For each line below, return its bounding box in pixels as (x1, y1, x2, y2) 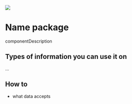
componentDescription (5, 38, 52, 44)
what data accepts (12, 93, 51, 99)
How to (5, 80, 28, 89)
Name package (5, 22, 69, 33)
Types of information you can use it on (5, 52, 127, 61)
